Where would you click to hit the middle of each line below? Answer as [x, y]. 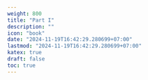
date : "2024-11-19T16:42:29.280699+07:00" [70, 40]
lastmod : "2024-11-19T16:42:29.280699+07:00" [74, 46]
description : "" [31, 26]
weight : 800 [24, 14]
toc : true [22, 65]
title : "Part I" [31, 20]
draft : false [26, 59]
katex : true [24, 53]
